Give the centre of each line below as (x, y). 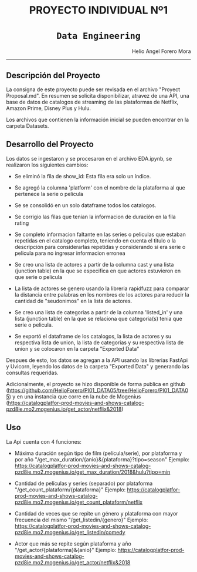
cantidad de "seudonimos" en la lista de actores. (73, 301)
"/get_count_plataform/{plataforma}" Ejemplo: (70, 490)
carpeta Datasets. (28, 126)
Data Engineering (98, 36)
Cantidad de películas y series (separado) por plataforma (84, 483)
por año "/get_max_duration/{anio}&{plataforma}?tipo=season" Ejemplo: (102, 459)
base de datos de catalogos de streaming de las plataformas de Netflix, (92, 102)
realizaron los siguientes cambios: (47, 165)
